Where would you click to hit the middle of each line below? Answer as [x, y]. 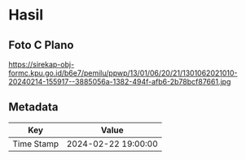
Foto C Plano [41, 45]
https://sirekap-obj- [42, 64]
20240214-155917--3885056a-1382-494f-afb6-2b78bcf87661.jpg [120, 82]
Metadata [33, 107]
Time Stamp [36, 144]
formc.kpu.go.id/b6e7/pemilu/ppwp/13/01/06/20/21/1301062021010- [123, 73]
